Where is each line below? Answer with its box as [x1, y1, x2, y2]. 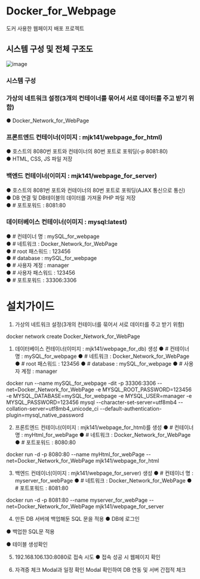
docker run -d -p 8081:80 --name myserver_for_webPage [6, 496, 148, 503]
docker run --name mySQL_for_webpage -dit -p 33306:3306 [6, 379, 156, 387]
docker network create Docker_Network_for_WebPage [6, 333, 140, 340]
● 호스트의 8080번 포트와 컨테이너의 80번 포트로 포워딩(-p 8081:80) [6, 148, 168, 155]
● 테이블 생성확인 [6, 541, 48, 548]
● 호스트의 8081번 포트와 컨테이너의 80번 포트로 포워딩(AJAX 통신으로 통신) [6, 186, 186, 194]
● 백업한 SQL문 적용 [6, 527, 55, 535]
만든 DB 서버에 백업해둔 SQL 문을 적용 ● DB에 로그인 [14, 515, 140, 522]
